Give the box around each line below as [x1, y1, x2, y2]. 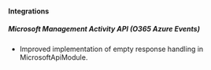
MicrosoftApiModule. [19, 52, 88, 62]
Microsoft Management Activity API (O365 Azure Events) [8, 24, 201, 34]
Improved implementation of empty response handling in [19, 44, 204, 53]
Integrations [8, 6, 50, 16]
